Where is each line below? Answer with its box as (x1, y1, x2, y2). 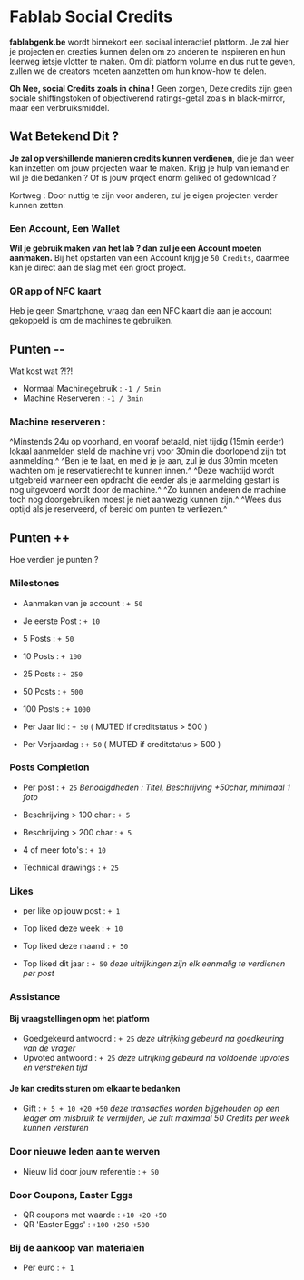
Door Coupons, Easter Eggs (9, 1188, 133, 1201)
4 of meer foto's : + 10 (22, 844, 107, 855)
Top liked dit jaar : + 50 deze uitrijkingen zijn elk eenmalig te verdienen (22, 958, 286, 969)
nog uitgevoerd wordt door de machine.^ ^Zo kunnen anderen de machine (9, 485, 287, 495)
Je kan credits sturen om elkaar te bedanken (9, 1083, 181, 1094)
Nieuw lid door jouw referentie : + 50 (22, 1165, 160, 1176)
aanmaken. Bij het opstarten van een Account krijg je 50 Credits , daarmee (9, 253, 289, 264)
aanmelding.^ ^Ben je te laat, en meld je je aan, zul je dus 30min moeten (9, 455, 279, 466)
